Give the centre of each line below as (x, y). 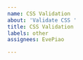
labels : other (28, 33)
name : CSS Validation (39, 14)
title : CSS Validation (40, 27)
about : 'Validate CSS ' (42, 20)
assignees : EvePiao (36, 40)
